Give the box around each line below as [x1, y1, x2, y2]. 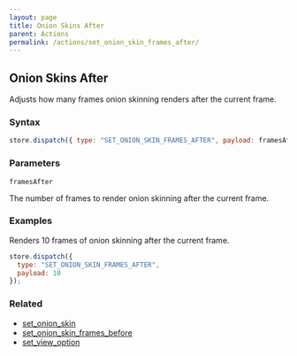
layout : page [9, 12, 57, 22]
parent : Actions [9, 29, 69, 38]
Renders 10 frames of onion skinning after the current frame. [9, 235, 230, 245]
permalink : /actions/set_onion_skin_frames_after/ [9, 37, 200, 47]
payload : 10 [17, 268, 62, 277]
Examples [9, 214, 53, 227]
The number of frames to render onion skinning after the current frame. [9, 192, 270, 204]
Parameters [9, 157, 60, 169]
